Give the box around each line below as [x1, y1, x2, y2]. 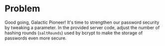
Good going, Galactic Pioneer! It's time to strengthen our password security [4, 19, 160, 25]
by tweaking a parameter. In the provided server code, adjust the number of [4, 24, 160, 30]
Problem [4, 3, 40, 14]
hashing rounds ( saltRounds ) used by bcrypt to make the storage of [4, 30, 143, 36]
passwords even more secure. [4, 35, 67, 41]
